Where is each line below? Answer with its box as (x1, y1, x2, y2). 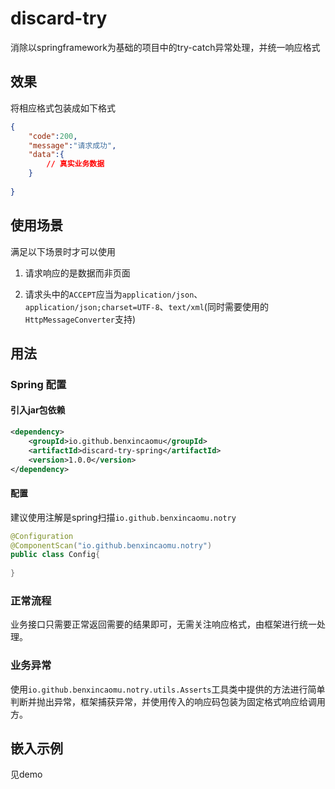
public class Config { (10, 550, 101, 560)
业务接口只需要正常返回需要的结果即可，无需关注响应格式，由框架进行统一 (10, 618, 317, 631)
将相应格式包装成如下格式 (10, 102, 116, 114)
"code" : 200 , (28, 131, 78, 141)
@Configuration (10, 531, 74, 541)
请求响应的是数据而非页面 (24, 267, 131, 279)
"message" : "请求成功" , (28, 140, 117, 151)
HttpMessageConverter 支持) (24, 313, 137, 325)
